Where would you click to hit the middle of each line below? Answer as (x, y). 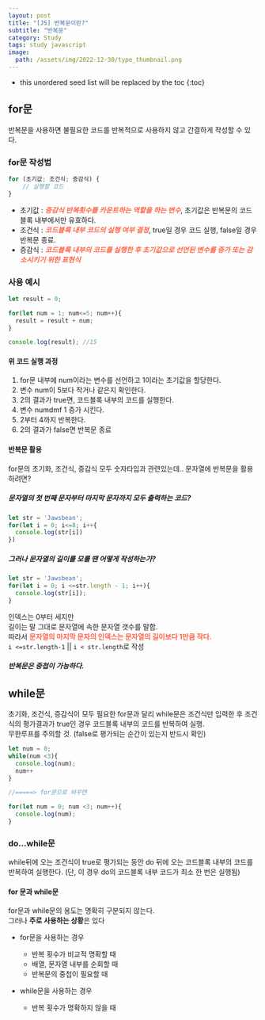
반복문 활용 (25, 449)
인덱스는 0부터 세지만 (41, 617)
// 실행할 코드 (43, 186)
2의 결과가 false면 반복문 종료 (66, 430)
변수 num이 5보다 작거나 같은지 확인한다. (83, 390)
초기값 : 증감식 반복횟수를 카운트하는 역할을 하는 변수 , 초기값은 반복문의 (129, 210)
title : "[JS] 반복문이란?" (49, 23)
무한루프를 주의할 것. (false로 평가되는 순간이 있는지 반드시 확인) (107, 734)
